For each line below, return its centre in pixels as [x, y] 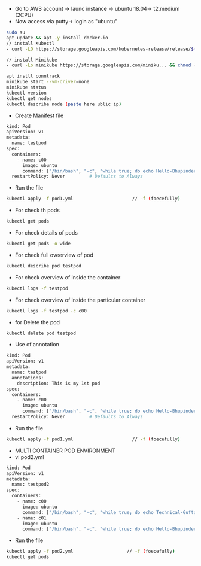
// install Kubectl [31, 43]
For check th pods [37, 210]
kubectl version [26, 93]
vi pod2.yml [29, 457]
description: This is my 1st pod [59, 383]
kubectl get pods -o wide [38, 244]
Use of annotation [37, 345]
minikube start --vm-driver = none [48, 82]
